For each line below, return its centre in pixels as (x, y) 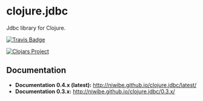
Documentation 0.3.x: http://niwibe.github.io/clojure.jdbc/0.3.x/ (95, 91)
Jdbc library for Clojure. (36, 28)
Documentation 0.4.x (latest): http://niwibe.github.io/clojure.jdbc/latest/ (106, 85)
